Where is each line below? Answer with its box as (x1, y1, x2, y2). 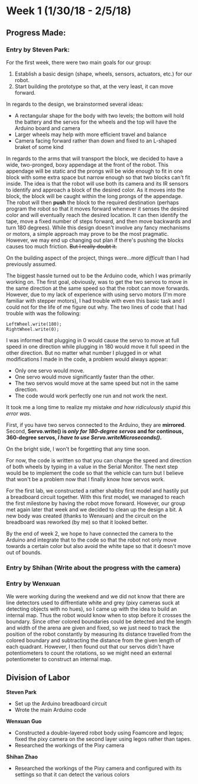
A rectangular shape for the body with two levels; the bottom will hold (14, 112, 184, 119)
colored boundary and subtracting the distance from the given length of (6, 637, 181, 644)
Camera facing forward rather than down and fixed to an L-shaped (14, 137, 177, 144)
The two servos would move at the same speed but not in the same (14, 380, 179, 387)
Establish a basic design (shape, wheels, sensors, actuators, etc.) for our (14, 70, 192, 77)
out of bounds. (6, 549, 43, 556)
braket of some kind (14, 143, 64, 150)
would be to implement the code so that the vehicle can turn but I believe (6, 469, 184, 477)
